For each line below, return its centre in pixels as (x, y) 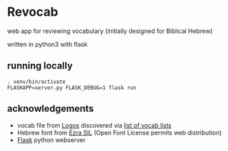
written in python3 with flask (47, 44)
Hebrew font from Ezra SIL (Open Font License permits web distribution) (119, 132)
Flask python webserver (51, 140)
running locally (40, 66)
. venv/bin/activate (37, 82)
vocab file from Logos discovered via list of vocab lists (94, 125)
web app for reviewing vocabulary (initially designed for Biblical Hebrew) (110, 31)
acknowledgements (50, 109)
